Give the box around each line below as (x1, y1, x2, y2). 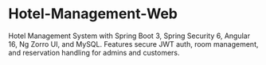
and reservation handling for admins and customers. (8, 48, 181, 57)
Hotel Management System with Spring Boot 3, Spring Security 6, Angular (8, 31, 251, 40)
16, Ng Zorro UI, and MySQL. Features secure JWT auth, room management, (8, 39, 259, 48)
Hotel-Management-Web (8, 5, 178, 23)
